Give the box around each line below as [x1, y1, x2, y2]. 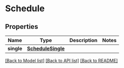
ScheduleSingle [27, 45, 65, 52]
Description [69, 37, 97, 44]
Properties [5, 23, 38, 31]
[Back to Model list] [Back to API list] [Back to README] [5, 58, 118, 64]
